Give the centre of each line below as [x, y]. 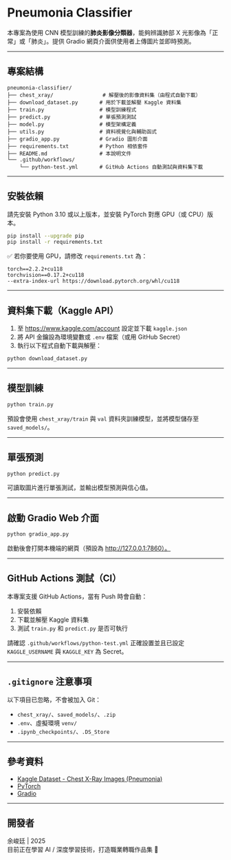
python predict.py [33, 474]
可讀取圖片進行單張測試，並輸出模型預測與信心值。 [79, 487]
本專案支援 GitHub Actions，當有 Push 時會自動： [77, 596]
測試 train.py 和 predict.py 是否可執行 [73, 628]
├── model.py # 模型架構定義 [72, 124]
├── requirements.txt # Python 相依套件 [77, 146]
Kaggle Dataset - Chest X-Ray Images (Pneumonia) [90, 779]
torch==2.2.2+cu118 [35, 269]
